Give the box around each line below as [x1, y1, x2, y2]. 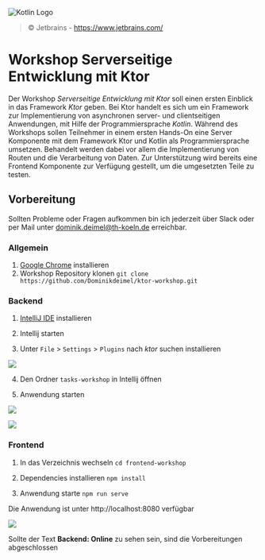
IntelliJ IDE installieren [19, 314, 93, 323]
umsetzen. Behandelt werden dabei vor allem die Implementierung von [8, 144, 240, 154]
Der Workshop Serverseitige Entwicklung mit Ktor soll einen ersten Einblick [8, 94, 254, 103]
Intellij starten [19, 329, 65, 338]
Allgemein [8, 242, 49, 253]
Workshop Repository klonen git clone [19, 268, 149, 278]
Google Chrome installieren [19, 261, 109, 270]
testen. [8, 169, 31, 179]
